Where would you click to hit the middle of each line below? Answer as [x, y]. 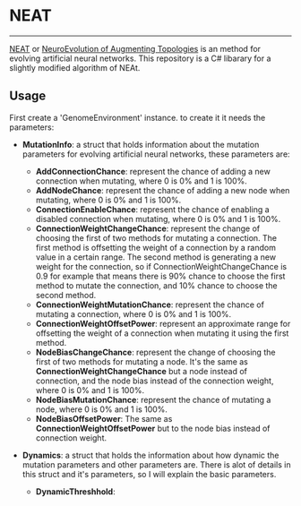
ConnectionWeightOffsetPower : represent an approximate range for [163, 323]
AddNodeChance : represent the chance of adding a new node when [163, 190]
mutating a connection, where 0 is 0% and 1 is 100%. [133, 313]
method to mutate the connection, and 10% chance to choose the [156, 285]
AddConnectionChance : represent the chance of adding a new [153, 171]
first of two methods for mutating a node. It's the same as [142, 361]
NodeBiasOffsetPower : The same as [104, 418]
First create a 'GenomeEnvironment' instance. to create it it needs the [138, 117]
